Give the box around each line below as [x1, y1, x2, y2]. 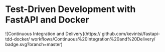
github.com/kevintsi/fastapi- [101, 30, 160, 36]
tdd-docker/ [5, 36, 30, 42]
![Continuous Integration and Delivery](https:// [5, 30, 101, 36]
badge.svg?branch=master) [5, 41, 63, 47]
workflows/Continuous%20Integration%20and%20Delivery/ [31, 36, 155, 42]
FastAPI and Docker [5, 14, 89, 25]
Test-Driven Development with [5, 3, 136, 15]
